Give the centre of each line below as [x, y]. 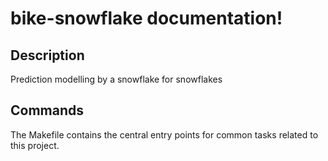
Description [47, 55]
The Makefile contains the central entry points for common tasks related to [164, 134]
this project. [35, 145]
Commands [47, 110]
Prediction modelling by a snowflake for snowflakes [116, 79]
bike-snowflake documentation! [146, 18]
